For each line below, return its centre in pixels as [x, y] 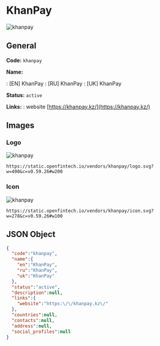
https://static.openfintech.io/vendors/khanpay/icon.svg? [80, 211]
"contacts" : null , [33, 320]
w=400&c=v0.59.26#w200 [34, 172]
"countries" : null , [35, 315]
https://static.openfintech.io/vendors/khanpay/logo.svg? [80, 166]
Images [20, 125]
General [22, 46]
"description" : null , [37, 293]
